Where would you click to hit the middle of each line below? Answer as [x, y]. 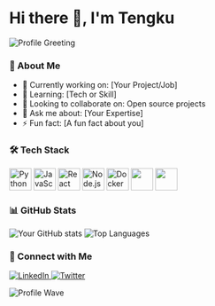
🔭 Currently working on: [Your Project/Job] [100, 85]
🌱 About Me [35, 66]
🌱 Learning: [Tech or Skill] [69, 94]
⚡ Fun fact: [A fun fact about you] [83, 123]
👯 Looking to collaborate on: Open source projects [114, 104]
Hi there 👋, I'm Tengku [92, 18]
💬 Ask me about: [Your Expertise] [82, 114]
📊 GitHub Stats [43, 210]
